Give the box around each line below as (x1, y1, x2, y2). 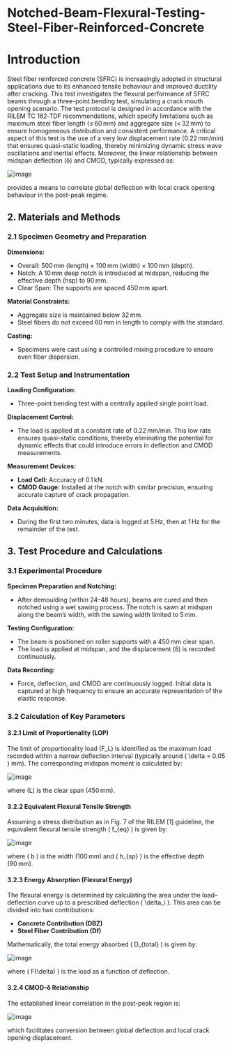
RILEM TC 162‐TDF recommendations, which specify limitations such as (7, 112, 214, 120)
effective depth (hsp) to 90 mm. (17, 276, 108, 284)
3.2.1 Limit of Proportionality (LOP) (7, 729, 109, 737)
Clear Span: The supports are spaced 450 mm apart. (17, 283, 169, 292)
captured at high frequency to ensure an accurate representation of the (17, 686, 223, 695)
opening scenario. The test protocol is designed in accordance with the (7, 105, 212, 113)
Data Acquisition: (7, 504, 59, 512)
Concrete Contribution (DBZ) (17, 919, 103, 928)
